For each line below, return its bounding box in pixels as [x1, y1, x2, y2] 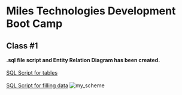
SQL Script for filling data [6, 82, 69, 89]
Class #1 [6, 41, 38, 51]
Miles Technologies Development [6, 4, 176, 18]
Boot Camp [6, 17, 63, 30]
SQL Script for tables [6, 69, 58, 76]
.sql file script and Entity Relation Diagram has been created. [6, 57, 160, 63]
